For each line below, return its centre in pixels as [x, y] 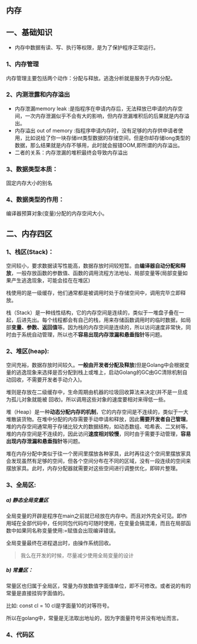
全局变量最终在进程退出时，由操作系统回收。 [60, 543]
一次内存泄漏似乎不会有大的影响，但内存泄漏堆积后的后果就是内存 [105, 115]
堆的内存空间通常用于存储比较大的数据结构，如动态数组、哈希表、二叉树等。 [98, 427]
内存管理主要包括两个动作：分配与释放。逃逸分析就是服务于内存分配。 [91, 78]
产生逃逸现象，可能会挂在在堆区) [51, 281]
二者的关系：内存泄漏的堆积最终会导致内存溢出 [71, 152]
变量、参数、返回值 [34, 328]
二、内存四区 [29, 234]
